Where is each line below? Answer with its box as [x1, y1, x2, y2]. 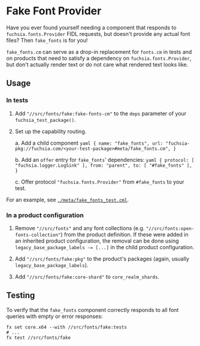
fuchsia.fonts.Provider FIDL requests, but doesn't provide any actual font [6, 30, 190, 37]
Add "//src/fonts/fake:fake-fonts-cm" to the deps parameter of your [14, 109, 187, 117]
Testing [6, 290, 35, 301]
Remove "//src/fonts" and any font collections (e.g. [14, 224, 145, 231]
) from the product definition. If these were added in [60, 231, 189, 238]
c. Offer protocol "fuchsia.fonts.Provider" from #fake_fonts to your [14, 178, 184, 185]
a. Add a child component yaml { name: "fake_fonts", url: [14, 139, 163, 146]
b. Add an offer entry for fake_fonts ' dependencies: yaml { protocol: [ [14, 156, 195, 163]
